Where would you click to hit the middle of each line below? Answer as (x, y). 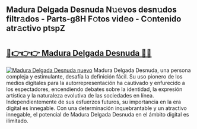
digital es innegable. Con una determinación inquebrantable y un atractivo (96, 108)
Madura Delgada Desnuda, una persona (142, 70)
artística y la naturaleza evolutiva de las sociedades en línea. (80, 95)
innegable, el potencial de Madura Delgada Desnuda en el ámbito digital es (98, 114)
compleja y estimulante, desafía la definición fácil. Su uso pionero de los (94, 76)
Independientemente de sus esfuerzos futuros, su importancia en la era (94, 102)
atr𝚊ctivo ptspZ (36, 28)
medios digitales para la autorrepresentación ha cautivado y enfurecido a (96, 83)
